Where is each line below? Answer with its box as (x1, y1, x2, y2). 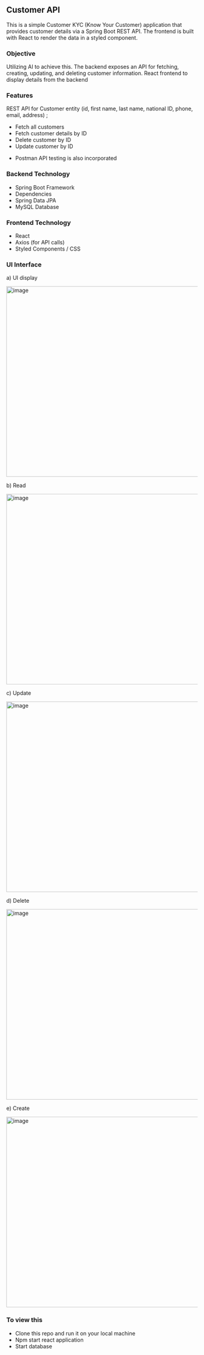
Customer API (6, 5, 61, 15)
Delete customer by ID (15, 137, 72, 144)
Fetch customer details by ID (15, 130, 87, 137)
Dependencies (15, 190, 52, 197)
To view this (6, 1316, 42, 1325)
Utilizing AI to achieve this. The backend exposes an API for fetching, (6, 63, 179, 71)
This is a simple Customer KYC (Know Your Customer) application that (6, 21, 182, 28)
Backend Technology (6, 170, 70, 179)
